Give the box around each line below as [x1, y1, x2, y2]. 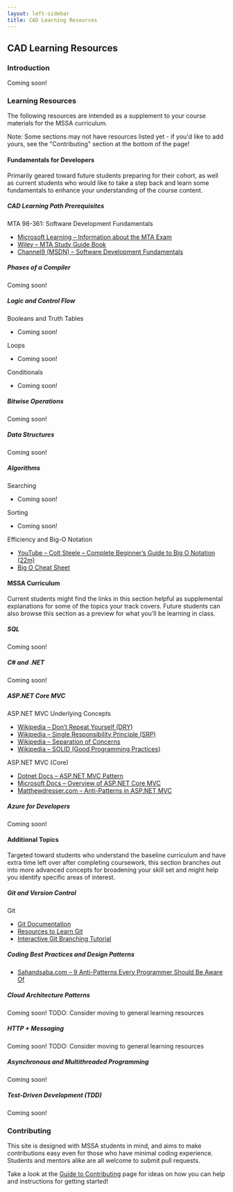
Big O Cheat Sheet [17, 563, 71, 572]
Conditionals [7, 368, 44, 376]
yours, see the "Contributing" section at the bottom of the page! [7, 140, 190, 148]
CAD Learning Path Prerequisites [7, 202, 105, 210]
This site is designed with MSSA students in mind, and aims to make [7, 1141, 202, 1150]
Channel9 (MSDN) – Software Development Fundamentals [17, 247, 184, 256]
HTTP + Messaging [7, 1024, 64, 1033]
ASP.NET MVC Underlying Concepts [7, 709, 111, 717]
